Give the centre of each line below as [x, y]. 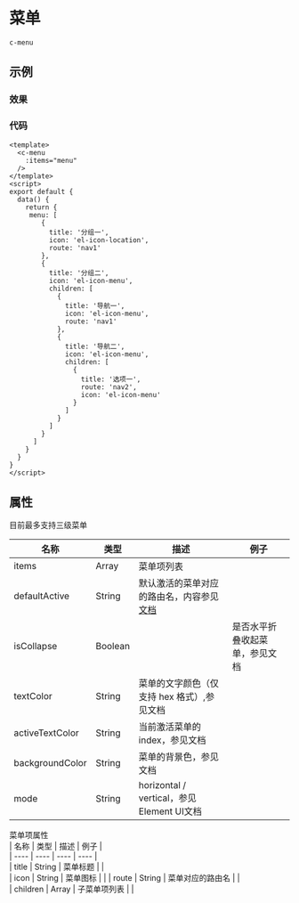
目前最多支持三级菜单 [48, 525]
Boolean [113, 647]
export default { [41, 191]
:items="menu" [51, 160]
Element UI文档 [170, 811]
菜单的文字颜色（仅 [179, 684]
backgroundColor [50, 763]
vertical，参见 [168, 798]
